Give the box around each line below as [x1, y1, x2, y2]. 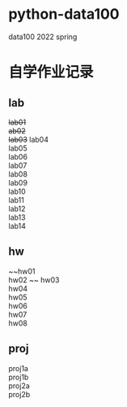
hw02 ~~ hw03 [8, 274, 60, 285]
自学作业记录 [8, 63, 95, 81]
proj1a [8, 363, 28, 373]
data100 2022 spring [8, 32, 78, 42]
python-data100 [8, 5, 120, 24]
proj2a [8, 380, 30, 391]
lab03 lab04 [8, 134, 49, 144]
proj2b [8, 389, 31, 399]
